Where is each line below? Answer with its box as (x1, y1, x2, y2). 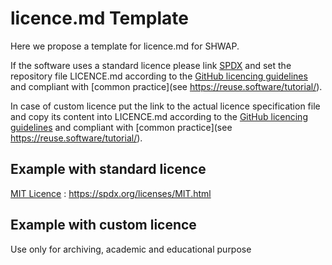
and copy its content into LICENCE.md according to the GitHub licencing (10, 110, 308, 122)
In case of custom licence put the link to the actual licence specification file (10, 100, 321, 112)
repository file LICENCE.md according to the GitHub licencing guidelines (10, 70, 308, 82)
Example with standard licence (10, 161, 207, 178)
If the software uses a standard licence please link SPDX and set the (10, 59, 292, 71)
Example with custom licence (10, 217, 197, 234)
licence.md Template (10, 7, 189, 30)
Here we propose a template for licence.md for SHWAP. (10, 40, 240, 52)
